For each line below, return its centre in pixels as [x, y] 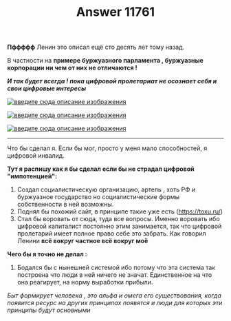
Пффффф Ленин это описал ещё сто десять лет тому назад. [96, 47]
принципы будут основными [49, 310]
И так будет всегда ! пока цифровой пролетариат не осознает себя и [112, 81]
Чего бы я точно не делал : [47, 254]
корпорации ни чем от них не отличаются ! [72, 68]
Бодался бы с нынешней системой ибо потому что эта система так [116, 268]
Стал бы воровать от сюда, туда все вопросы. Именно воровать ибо [118, 219]
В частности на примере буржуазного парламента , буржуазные [106, 61]
